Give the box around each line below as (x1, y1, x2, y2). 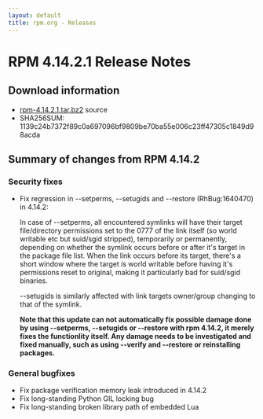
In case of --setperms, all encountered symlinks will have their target (19, 218, 243, 227)
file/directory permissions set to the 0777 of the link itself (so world (19, 226, 237, 236)
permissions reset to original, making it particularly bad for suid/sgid (19, 268, 241, 277)
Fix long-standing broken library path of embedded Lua (19, 402, 199, 412)
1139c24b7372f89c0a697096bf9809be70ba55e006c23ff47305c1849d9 (19, 121, 254, 130)
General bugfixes (8, 368, 76, 379)
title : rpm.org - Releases (8, 19, 97, 27)
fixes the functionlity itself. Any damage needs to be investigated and (19, 332, 251, 341)
